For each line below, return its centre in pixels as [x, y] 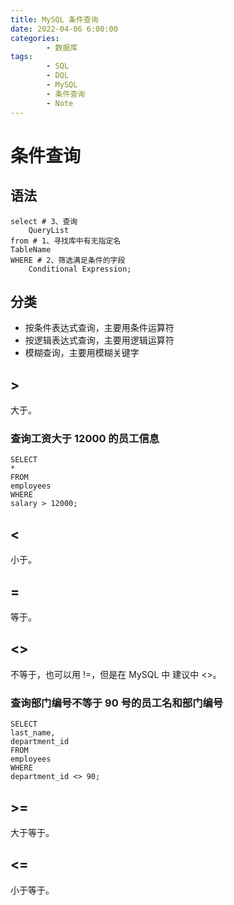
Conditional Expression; [80, 269]
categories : [35, 38]
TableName [31, 249]
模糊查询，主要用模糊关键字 [82, 353]
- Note [60, 103]
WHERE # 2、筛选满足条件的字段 [68, 260]
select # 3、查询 [44, 221]
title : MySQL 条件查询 [54, 19]
